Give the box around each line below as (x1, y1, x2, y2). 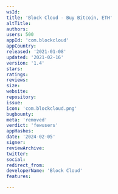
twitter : (6, 151, 29, 157)
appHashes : (6, 128, 34, 134)
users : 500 (6, 32, 34, 38)
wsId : (6, 9, 20, 15)
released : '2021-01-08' (6, 49, 67, 55)
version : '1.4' (6, 60, 45, 66)
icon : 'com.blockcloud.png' (6, 105, 78, 112)
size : (6, 83, 20, 89)
